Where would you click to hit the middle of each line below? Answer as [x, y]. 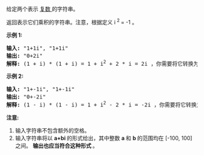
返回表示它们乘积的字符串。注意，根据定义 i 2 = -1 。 [72, 22]
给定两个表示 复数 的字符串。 [42, 9]
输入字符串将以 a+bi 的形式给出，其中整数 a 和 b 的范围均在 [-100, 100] [104, 138]
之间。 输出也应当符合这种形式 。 [56, 145]
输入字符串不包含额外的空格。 [52, 130]
